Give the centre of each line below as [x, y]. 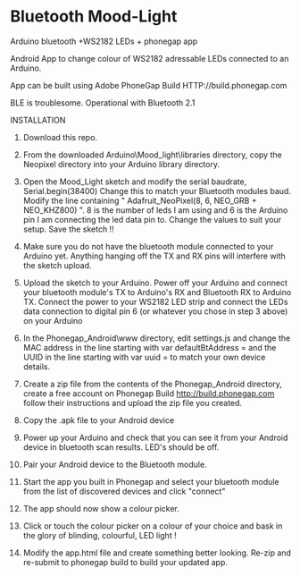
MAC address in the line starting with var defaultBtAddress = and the [150, 347]
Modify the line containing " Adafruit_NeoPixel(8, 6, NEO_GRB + [140, 200]
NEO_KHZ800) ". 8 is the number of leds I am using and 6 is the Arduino [155, 210]
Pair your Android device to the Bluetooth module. [115, 464]
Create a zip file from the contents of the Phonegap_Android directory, [152, 384]
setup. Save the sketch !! [68, 229]
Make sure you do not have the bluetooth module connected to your [148, 246]
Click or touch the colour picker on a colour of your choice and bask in [153, 526]
